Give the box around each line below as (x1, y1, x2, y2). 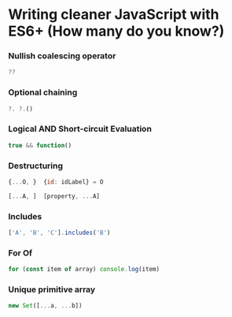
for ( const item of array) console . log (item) (8, 266, 160, 274)
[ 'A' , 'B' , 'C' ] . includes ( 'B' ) (8, 229, 111, 237)
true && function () (8, 141, 72, 149)
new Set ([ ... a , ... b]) (8, 302, 83, 310)
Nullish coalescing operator (8, 50, 116, 62)
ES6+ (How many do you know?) (8, 22, 225, 40)
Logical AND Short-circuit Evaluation (8, 124, 152, 135)
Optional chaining (8, 87, 78, 98)
